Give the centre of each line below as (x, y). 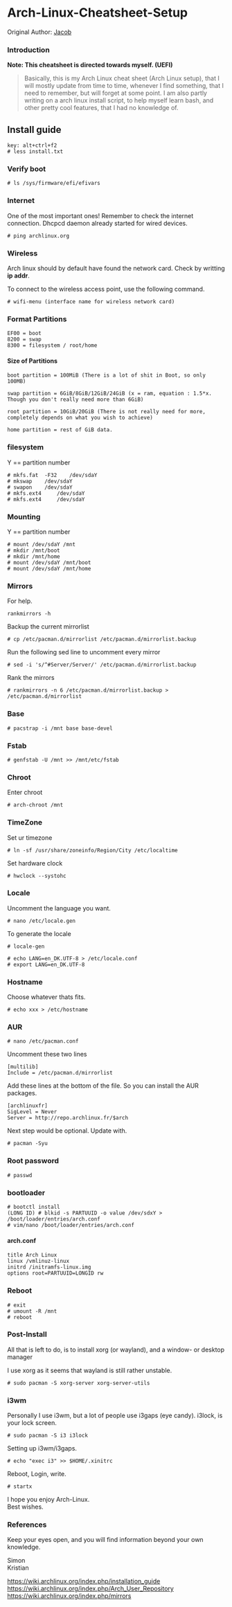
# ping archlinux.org (38, 236)
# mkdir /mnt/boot (34, 551)
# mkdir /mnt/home (34, 557)
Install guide (34, 129)
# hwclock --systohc (37, 876)
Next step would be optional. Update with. (67, 1131)
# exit (17, 1305)
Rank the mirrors (31, 678)
